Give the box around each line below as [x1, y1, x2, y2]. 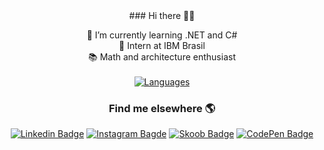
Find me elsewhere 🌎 [108, 101, 216, 115]
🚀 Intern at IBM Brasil [118, 40, 206, 51]
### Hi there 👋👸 [128, 10, 196, 21]
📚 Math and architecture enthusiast [88, 51, 236, 63]
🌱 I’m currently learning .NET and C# [86, 29, 238, 41]
